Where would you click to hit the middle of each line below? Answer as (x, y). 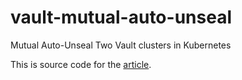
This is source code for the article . (81, 64)
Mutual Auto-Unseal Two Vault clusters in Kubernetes (121, 45)
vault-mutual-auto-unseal (121, 17)
